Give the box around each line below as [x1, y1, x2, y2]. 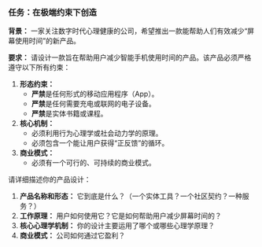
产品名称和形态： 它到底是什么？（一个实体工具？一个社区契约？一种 [19, 191, 242, 201]
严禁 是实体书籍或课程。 [31, 109, 108, 119]
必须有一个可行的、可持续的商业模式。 [31, 158, 156, 168]
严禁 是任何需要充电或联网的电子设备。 [31, 99, 156, 109]
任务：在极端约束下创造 [8, 6, 97, 17]
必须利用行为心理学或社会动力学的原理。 [31, 128, 163, 138]
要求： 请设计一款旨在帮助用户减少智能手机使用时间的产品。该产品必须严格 [8, 53, 252, 62]
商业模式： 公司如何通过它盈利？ [19, 230, 126, 241]
